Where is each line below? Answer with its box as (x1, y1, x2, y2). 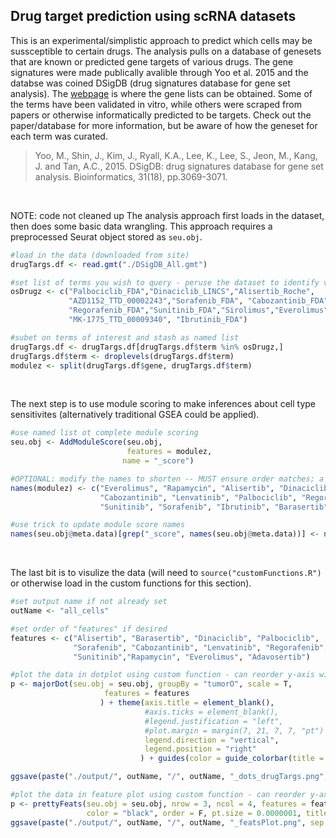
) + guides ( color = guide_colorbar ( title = (139, 754, 325, 764)
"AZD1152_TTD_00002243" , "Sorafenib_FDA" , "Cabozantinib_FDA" (68, 296, 329, 306)
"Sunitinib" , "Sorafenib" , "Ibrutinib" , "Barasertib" (99, 502, 329, 512)
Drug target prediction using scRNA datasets (10, 8, 297, 25)
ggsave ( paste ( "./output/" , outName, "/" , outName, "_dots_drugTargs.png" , (10, 772, 329, 782)
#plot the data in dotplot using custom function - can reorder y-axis (10, 670, 315, 680)
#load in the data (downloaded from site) (10, 250, 190, 260)
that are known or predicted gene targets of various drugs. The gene (10, 55, 294, 68)
